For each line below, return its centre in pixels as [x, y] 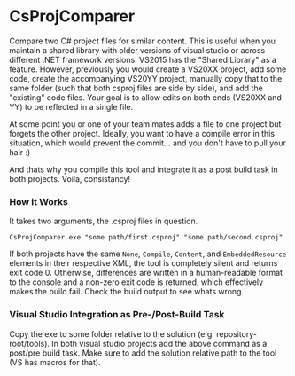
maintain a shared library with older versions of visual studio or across [137, 50]
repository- [236, 333]
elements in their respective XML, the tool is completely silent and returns [144, 263]
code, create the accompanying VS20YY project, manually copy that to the [146, 78]
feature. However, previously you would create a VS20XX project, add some [148, 69]
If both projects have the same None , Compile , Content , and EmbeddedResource [148, 254]
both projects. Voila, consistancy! [70, 178]
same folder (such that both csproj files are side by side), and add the [136, 88]
